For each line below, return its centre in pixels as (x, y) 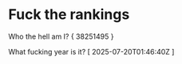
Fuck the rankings (69, 15)
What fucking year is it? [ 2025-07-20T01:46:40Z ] (91, 51)
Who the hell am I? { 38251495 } (61, 36)
